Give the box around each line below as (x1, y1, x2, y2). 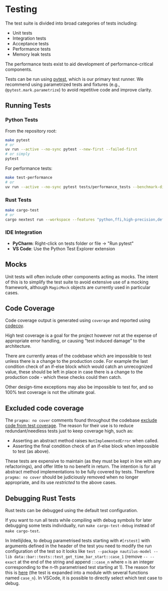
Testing (5, 4, 37, 15)
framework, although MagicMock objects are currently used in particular (5, 284, 151, 290)
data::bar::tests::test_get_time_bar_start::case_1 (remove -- (14, 554, 148, 560)
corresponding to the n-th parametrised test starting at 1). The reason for (5, 564, 156, 570)
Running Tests (5, 102, 51, 110)
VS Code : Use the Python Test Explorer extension (12, 245, 115, 252)
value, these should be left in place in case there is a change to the (5, 369, 143, 375)
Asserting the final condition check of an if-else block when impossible (12, 443, 159, 449)
